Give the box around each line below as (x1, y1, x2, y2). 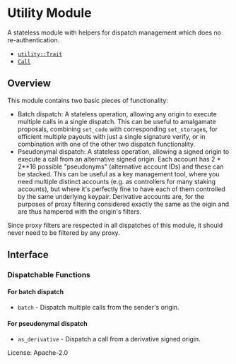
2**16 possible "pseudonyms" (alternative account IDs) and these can (17, 162, 224, 171)
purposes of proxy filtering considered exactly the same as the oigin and (17, 200, 230, 208)
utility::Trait (17, 51, 63, 58)
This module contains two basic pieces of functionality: (7, 96, 168, 104)
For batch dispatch (7, 287, 64, 296)
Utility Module (7, 5, 92, 21)
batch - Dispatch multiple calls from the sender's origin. (17, 303, 179, 312)
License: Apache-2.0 (7, 348, 69, 357)
